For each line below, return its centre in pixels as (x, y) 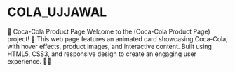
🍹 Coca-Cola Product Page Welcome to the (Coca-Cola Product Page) (109, 31)
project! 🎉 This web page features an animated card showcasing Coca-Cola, (117, 38)
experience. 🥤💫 (29, 61)
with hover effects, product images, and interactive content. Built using (110, 46)
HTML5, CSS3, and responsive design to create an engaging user (102, 54)
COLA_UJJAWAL (57, 12)
